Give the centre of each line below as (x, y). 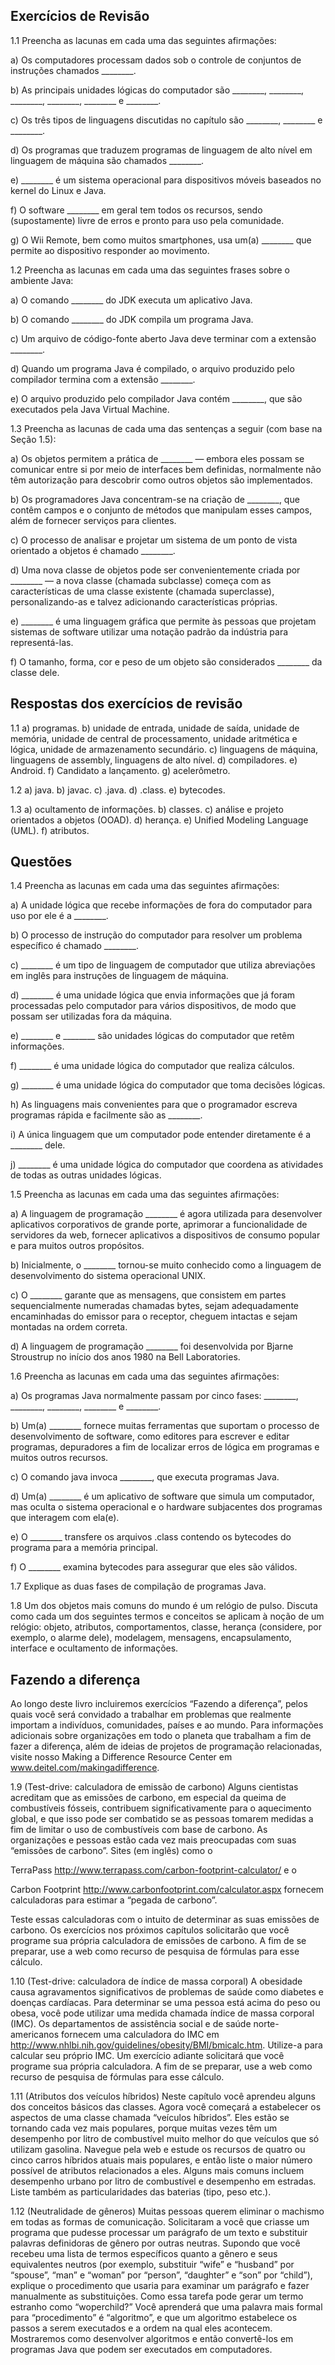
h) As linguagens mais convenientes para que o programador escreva (154, 1105)
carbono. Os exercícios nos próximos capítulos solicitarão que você (150, 1930)
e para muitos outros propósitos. (77, 1246)
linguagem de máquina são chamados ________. (107, 160)
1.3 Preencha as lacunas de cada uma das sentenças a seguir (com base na (166, 428)
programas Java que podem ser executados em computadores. (141, 2350)
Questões (41, 862)
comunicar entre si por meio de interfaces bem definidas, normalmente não (166, 469)
